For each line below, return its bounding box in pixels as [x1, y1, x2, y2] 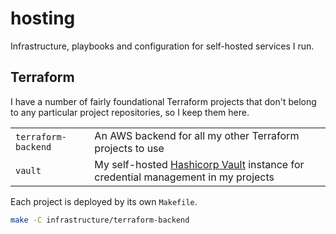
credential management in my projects [94, 170, 275, 184]
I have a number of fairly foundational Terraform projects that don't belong [10, 95, 317, 107]
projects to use [94, 141, 165, 155]
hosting [10, 7, 76, 30]
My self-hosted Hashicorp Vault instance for [94, 157, 305, 171]
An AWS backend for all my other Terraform [94, 128, 300, 142]
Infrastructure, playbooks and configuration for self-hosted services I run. [10, 40, 315, 52]
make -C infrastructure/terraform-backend [10, 215, 190, 225]
